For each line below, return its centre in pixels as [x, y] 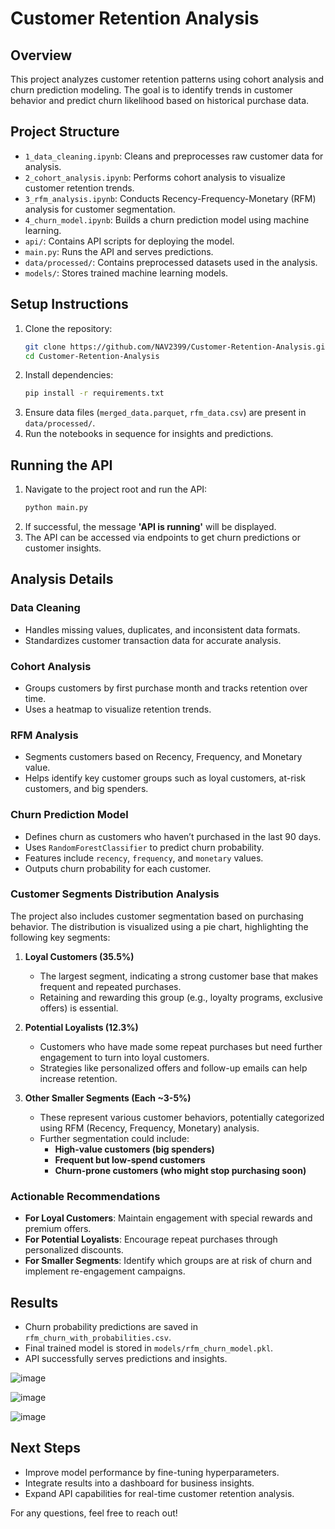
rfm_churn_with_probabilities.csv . [98, 1337]
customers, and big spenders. [86, 789]
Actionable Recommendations [85, 1196]
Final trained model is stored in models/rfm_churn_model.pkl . [149, 1348]
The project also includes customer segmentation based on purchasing [157, 916]
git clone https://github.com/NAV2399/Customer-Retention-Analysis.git [177, 347]
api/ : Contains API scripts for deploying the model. [129, 241]
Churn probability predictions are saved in [111, 1326]
